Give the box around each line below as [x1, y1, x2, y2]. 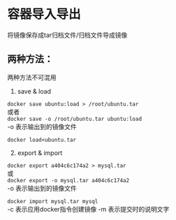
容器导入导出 [7, 6, 82, 22]
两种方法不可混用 [7, 73, 57, 81]
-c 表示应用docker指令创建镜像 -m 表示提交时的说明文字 [7, 205, 170, 213]
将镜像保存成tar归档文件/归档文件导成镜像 [7, 31, 128, 39]
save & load [17, 87, 51, 95]
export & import [17, 148, 63, 157]
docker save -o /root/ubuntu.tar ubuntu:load [7, 115, 142, 122]
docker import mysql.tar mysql [7, 198, 98, 205]
